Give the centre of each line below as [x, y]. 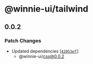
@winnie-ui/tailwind [46, 9]
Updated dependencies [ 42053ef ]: [45, 51]
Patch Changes [23, 41]
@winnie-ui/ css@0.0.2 [41, 56]
